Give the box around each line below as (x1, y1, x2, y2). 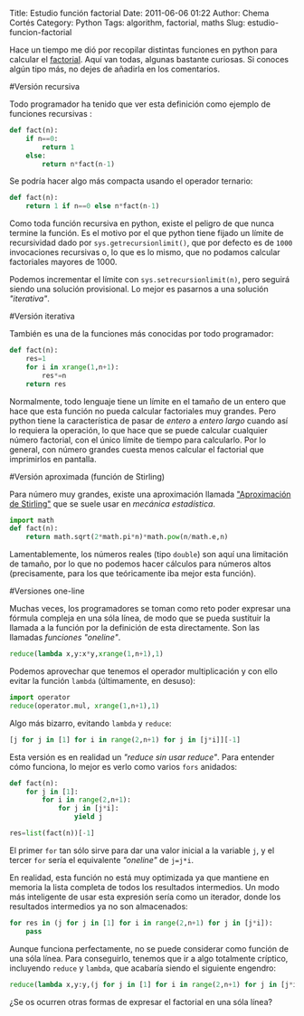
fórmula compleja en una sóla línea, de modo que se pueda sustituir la (9, 612, 271, 623)
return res (25, 379, 67, 388)
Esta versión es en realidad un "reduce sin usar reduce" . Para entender (9, 751, 275, 763)
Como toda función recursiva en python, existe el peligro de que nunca (9, 218, 274, 229)
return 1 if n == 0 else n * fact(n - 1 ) (25, 202, 160, 211)
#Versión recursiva (9, 81, 80, 91)
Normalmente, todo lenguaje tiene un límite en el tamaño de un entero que (9, 395, 287, 406)
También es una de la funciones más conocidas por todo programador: (9, 328, 274, 339)
